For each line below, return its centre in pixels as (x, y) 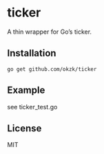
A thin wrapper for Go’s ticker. (49, 32)
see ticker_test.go (32, 107)
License (24, 128)
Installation (32, 53)
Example (26, 90)
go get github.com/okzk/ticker (52, 69)
